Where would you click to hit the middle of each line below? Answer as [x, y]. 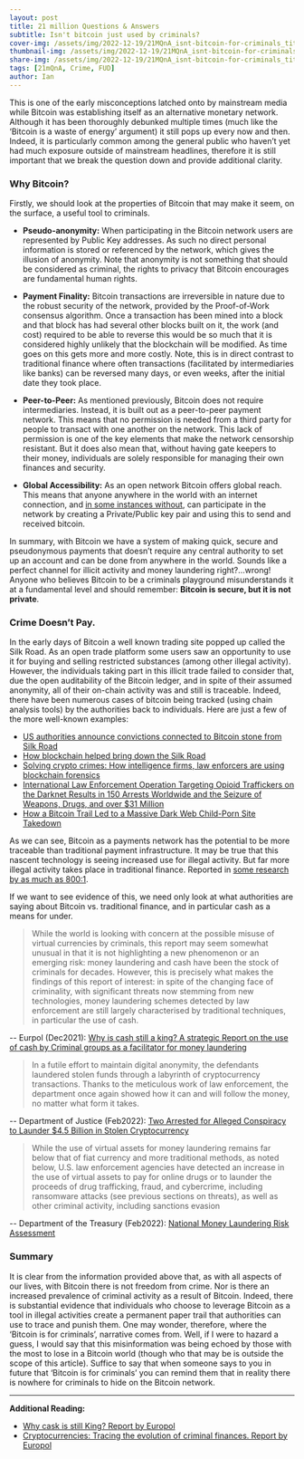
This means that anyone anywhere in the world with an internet [140, 495]
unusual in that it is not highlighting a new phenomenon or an [145, 953]
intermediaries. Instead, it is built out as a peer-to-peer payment [142, 410]
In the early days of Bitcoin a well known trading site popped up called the [147, 642]
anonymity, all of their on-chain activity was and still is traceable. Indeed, [146, 690]
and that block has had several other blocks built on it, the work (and [150, 325]
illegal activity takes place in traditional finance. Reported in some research [149, 869]
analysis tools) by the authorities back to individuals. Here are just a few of [148, 710]
